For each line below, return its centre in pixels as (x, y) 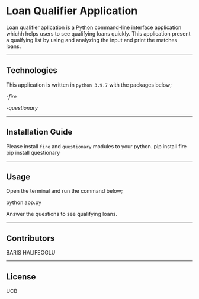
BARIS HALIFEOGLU (31, 253)
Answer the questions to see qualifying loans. (62, 214)
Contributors (31, 238)
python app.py (24, 202)
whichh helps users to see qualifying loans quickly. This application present (98, 33)
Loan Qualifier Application (72, 11)
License (21, 277)
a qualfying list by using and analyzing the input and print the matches (92, 40)
